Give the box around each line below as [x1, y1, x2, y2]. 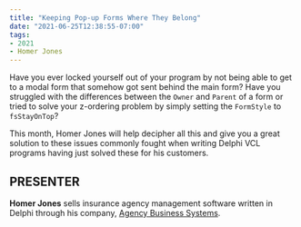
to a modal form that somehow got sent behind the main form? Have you [9, 82, 281, 93]
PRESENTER [9, 173, 80, 189]
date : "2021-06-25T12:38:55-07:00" [9, 22, 145, 31]
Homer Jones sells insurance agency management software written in [9, 197, 273, 209]
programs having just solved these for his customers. [9, 147, 209, 159]
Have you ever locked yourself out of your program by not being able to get [9, 72, 293, 83]
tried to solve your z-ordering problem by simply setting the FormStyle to [9, 101, 282, 112]
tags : [9, 30, 30, 39]
